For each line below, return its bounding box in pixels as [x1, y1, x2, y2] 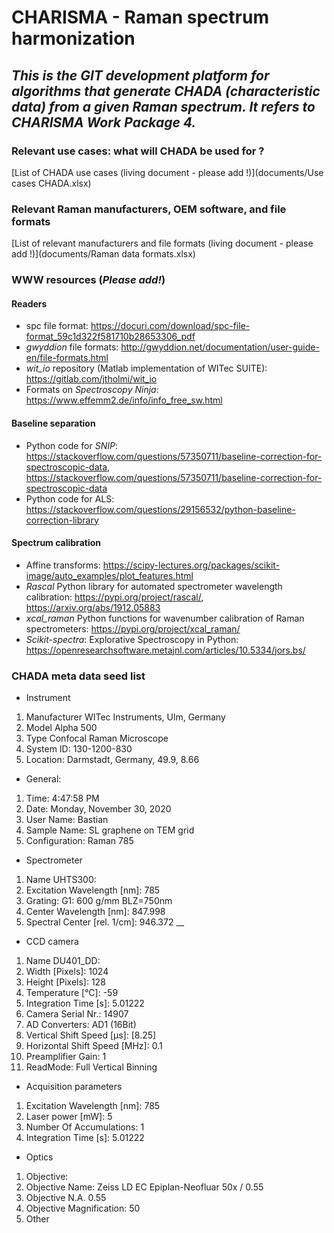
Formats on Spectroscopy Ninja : [25, 384, 159, 396]
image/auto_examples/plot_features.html [25, 569, 194, 581]
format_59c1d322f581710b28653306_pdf [25, 331, 196, 343]
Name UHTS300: [25, 874, 97, 885]
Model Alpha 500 [25, 722, 98, 733]
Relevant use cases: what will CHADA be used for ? [11, 144, 265, 158]
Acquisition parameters [25, 1081, 123, 1092]
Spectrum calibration [11, 537, 101, 549]
